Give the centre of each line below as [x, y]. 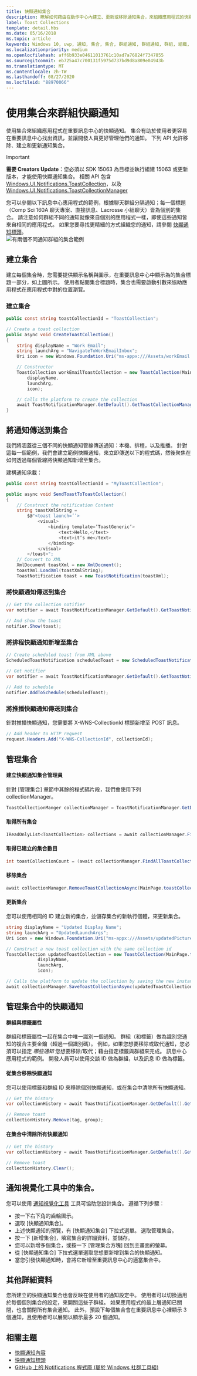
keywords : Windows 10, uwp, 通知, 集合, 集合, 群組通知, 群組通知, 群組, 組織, [98, 45]
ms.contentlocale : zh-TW [36, 72]
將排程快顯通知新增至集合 [42, 642]
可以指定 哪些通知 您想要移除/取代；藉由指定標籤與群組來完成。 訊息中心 [99, 1052]
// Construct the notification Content [65, 505]
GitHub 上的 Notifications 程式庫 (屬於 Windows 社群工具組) [86, 1367]
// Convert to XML [39, 560]
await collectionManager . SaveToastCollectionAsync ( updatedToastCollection [99, 986]
